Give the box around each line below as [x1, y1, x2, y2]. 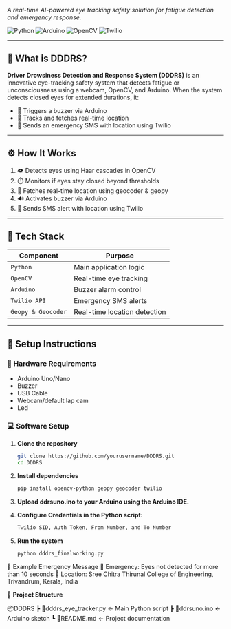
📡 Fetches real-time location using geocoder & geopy [16, 186, 168, 195]
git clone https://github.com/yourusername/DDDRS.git [16, 453, 175, 460]
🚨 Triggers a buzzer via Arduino [16, 106, 107, 114]
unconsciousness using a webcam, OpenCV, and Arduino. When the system [7, 85, 223, 94]
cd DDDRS [16, 460, 43, 466]
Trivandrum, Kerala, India [7, 577, 78, 585]
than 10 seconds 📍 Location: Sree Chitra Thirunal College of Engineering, [7, 570, 214, 578]
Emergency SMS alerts [73, 296, 148, 306]
